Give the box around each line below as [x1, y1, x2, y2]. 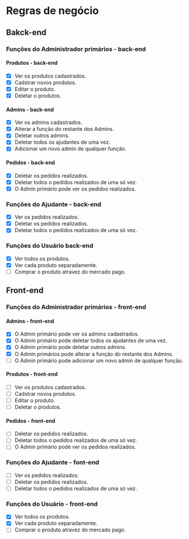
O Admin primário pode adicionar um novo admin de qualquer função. [14, 357, 183, 364]
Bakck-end [6, 27, 47, 37]
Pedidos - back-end [6, 159, 56, 166]
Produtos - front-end [6, 371, 58, 378]
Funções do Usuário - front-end [6, 500, 98, 508]
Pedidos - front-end [6, 417, 56, 424]
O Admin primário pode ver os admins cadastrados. [14, 330, 139, 337]
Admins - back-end [6, 106, 54, 113]
